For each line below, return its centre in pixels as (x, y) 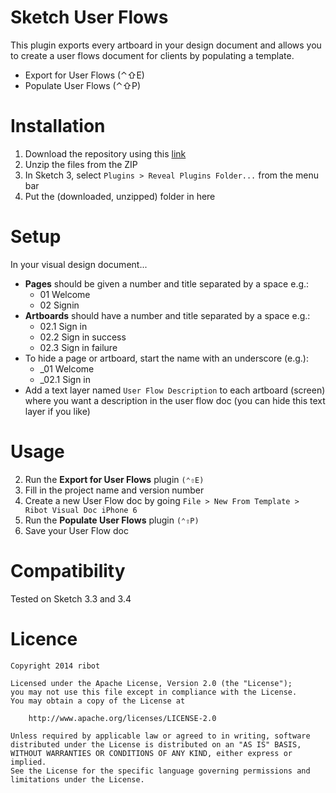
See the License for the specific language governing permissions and (160, 771)
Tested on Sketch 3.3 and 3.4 (71, 598)
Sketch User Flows (89, 17)
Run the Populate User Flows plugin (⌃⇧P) (112, 520)
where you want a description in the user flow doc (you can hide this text (175, 400)
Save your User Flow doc (76, 530)
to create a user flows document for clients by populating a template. (152, 55)
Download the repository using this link (105, 153)
